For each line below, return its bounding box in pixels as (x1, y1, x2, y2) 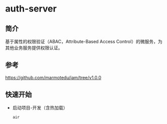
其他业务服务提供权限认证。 (5, 45, 63, 51)
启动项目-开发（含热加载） (12, 104, 68, 110)
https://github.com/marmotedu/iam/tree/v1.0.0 (5, 74, 102, 80)
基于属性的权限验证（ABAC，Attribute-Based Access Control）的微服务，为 (5, 39, 162, 44)
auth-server (5, 3, 57, 15)
